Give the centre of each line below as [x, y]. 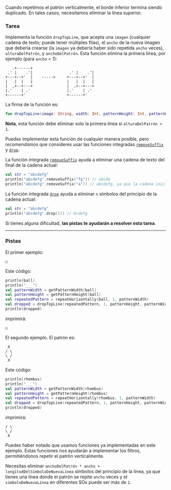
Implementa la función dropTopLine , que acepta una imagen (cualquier [78, 37]
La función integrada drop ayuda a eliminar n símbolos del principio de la [81, 194]
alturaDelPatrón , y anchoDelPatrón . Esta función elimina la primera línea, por [85, 54]
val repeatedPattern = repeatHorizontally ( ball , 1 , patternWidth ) [77, 299]
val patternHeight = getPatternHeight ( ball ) [53, 295]
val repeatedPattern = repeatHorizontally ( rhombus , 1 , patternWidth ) [81, 398]
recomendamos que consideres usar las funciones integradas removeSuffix [84, 145]
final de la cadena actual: [32, 165]
